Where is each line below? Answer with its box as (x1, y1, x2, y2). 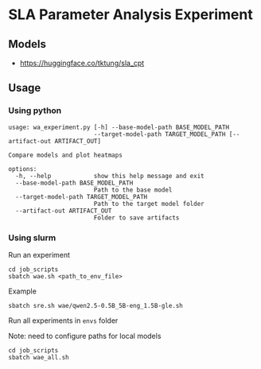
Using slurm (8, 232, 56, 243)
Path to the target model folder (93, 200, 205, 208)
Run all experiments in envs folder (8, 316, 119, 325)
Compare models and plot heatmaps (8, 151, 123, 159)
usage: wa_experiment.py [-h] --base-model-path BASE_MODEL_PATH (8, 123, 229, 131)
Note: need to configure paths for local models (8, 331, 162, 340)
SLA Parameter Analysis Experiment (8, 6, 253, 24)
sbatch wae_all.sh (8, 353, 69, 361)
